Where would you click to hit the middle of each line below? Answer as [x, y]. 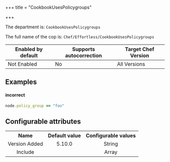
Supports [83, 49]
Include [25, 152]
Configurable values [111, 136]
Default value [64, 136]
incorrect [15, 95]
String [111, 144]
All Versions [131, 64]
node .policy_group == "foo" [35, 106]
